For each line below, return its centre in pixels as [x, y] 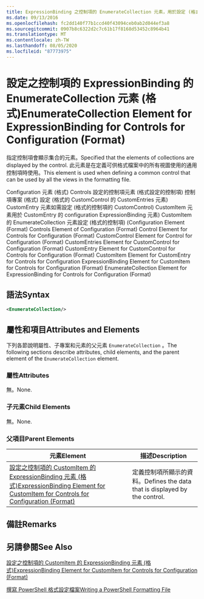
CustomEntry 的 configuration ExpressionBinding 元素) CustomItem [108, 215]
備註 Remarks [32, 525]
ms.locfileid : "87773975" [39, 52]
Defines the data [168, 481]
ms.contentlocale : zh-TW [38, 40]
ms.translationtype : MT [36, 35]
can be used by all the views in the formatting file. [69, 179]
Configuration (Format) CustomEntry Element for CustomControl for [91, 248]
